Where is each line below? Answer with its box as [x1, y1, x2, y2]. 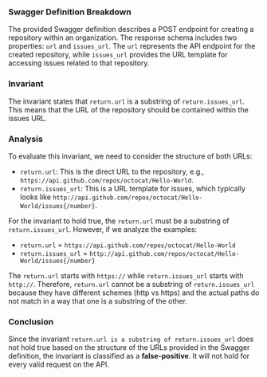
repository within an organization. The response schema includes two [8, 33, 238, 42]
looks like [19, 192, 52, 202]
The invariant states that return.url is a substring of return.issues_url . [8, 96, 245, 106]
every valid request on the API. [8, 359, 109, 369]
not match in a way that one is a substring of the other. [8, 296, 187, 305]
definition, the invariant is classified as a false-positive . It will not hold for [8, 351, 250, 361]
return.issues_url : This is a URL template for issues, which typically [19, 183, 245, 193]
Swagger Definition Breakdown [8, 6, 132, 18]
